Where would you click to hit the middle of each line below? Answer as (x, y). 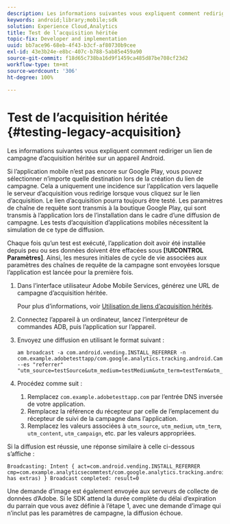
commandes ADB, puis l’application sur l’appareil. (87, 327)
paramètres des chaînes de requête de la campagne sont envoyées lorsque (114, 265)
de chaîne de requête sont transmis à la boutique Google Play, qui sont (107, 208)
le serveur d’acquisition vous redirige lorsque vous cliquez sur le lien (104, 194)
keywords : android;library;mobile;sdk (62, 20)
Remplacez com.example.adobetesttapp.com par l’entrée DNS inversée (125, 397)
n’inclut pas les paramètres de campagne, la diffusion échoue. (95, 513)
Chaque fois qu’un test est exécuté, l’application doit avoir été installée (106, 243)
